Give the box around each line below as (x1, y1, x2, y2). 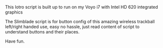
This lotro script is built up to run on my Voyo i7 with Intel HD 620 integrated (5, 4, 158, 10)
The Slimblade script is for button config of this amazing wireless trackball (5, 19, 155, 24)
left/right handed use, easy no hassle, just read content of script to (5, 24, 140, 30)
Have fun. (5, 38, 25, 44)
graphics (5, 9, 23, 15)
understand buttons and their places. (5, 29, 80, 34)
